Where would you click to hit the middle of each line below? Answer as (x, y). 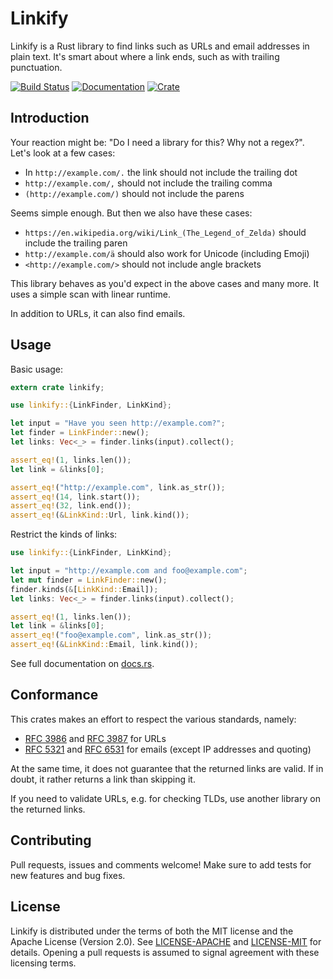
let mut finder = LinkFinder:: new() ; (89, 580)
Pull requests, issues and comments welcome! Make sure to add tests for (161, 864)
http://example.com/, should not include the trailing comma (148, 183)
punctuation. (36, 67)
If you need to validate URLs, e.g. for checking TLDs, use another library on (165, 798)
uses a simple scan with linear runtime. (90, 294)
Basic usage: (37, 369)
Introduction (50, 118)
